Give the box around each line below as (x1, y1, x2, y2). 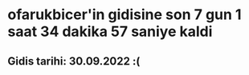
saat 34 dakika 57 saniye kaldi (7, 22, 213, 41)
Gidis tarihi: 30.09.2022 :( (7, 54, 141, 68)
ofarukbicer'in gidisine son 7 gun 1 (7, 6, 242, 24)
